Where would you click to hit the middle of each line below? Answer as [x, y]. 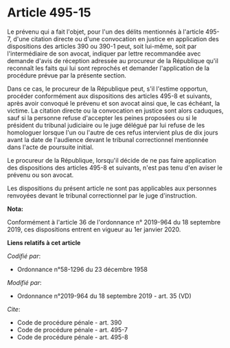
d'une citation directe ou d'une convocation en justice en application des [116, 38]
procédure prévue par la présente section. [67, 75]
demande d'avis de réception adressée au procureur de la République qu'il [113, 60]
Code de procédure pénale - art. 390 [69, 322]
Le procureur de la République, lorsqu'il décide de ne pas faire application [112, 160]
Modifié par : [25, 282]
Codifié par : [24, 256]
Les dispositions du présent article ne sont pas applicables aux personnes [112, 188]
